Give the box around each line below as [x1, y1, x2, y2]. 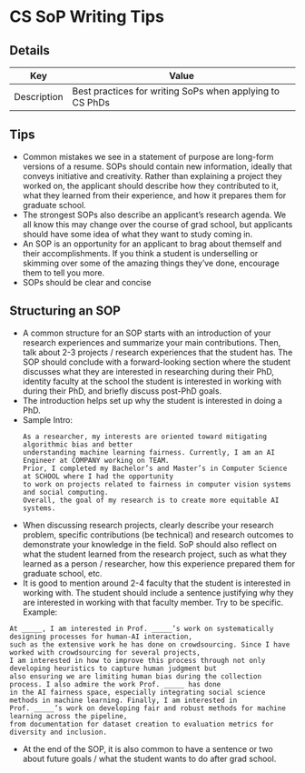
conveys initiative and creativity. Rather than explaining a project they [22, 170, 283, 181]
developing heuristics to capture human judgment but [9, 664, 218, 673]
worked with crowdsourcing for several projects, [9, 648, 202, 657]
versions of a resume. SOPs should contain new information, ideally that [22, 161, 292, 172]
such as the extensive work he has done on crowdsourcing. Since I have [9, 639, 290, 649]
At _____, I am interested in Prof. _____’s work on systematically [9, 624, 274, 633]
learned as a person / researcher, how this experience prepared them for [22, 557, 295, 569]
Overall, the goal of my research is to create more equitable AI [22, 496, 280, 505]
